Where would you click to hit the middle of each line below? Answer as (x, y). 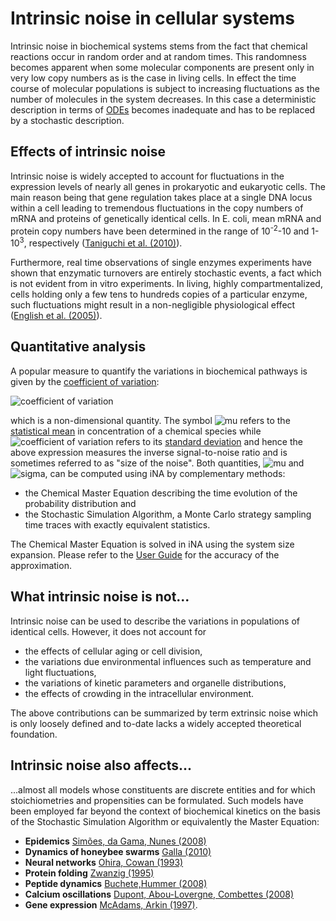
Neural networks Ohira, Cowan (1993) (104, 862)
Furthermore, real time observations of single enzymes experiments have (161, 263)
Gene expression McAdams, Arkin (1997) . (111, 904)
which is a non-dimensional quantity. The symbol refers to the (150, 420)
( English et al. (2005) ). (56, 316)
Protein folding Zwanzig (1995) (89, 873)
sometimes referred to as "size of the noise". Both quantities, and (157, 463)
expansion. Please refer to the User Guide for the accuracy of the (145, 554)
